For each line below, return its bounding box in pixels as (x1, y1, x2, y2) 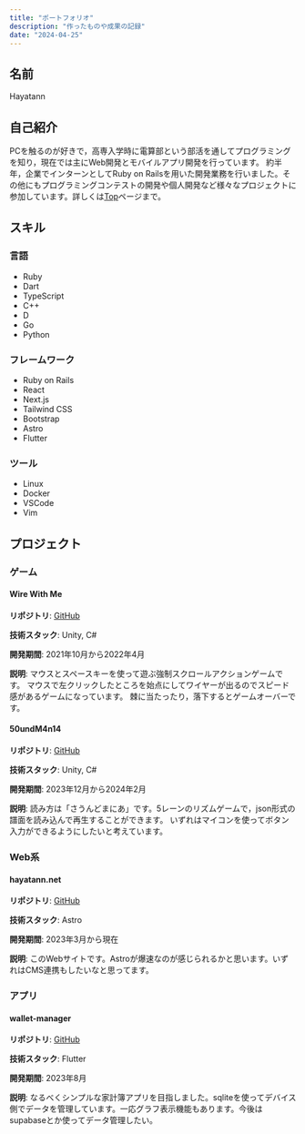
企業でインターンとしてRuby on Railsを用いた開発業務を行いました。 (25, 168, 283, 178)
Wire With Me (9, 589, 63, 600)
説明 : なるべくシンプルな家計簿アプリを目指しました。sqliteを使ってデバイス (9, 1092, 297, 1103)
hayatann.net (9, 874, 62, 885)
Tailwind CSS (22, 403, 73, 414)
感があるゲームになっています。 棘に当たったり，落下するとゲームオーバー (9, 691, 289, 702)
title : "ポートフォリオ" (9, 13, 94, 23)
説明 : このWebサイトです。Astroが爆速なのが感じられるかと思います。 (9, 953, 273, 965)
